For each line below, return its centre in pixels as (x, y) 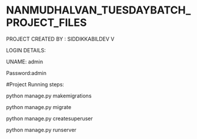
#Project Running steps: (35, 84)
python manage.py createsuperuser (49, 118)
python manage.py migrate (39, 107)
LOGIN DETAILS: (26, 50)
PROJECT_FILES (46, 23)
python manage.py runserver (41, 130)
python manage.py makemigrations (49, 96)
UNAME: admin (25, 62)
